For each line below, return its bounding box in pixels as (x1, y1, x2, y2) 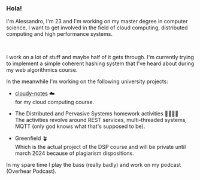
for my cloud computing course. (14, 99, 95, 106)
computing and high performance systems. (6, 30, 113, 38)
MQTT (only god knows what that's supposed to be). (14, 123, 146, 130)
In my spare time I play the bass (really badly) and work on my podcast (6, 161, 181, 169)
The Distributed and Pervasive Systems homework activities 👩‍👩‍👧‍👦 (14, 110, 179, 117)
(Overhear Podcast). (6, 167, 57, 175)
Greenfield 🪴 (14, 135, 48, 142)
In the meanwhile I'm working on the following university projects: (6, 78, 169, 85)
